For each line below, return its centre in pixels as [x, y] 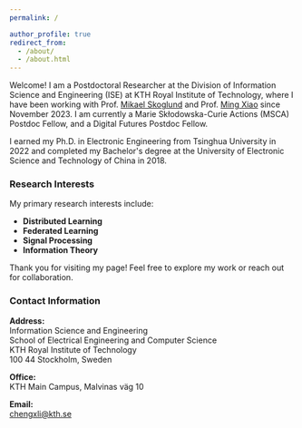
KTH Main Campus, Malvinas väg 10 [77, 386]
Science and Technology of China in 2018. [88, 160]
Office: [23, 376]
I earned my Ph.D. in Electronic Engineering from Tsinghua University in [143, 141]
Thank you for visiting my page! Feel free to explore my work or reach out [147, 267]
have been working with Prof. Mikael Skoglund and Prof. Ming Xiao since [145, 104]
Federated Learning [60, 231]
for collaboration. [42, 277]
